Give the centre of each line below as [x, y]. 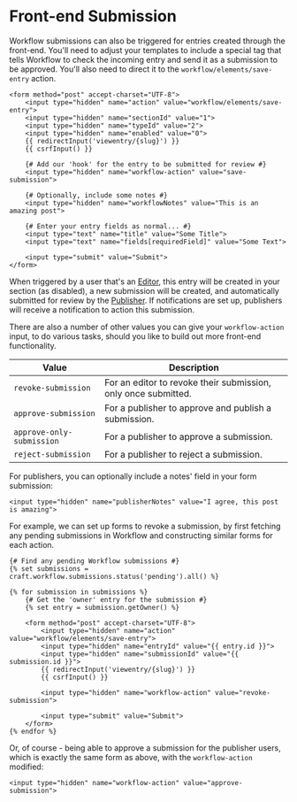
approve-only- [43, 432]
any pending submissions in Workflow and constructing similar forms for [141, 535]
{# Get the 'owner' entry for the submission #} [116, 599]
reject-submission [52, 454]
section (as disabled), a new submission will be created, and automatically [145, 290]
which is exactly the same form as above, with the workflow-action [131, 757]
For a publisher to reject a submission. [183, 454]
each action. [32, 544]
